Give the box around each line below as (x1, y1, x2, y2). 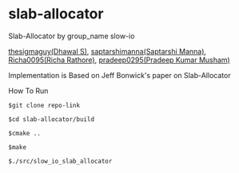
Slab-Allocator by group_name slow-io (8, 31, 135, 41)
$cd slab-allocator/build (8, 115, 94, 124)
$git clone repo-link (8, 101, 81, 109)
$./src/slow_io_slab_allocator (8, 157, 113, 165)
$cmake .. (8, 129, 42, 137)
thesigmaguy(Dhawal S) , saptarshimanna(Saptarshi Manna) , (8, 46, 206, 56)
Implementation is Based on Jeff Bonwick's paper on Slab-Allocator (8, 70, 231, 80)
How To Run (8, 85, 49, 96)
